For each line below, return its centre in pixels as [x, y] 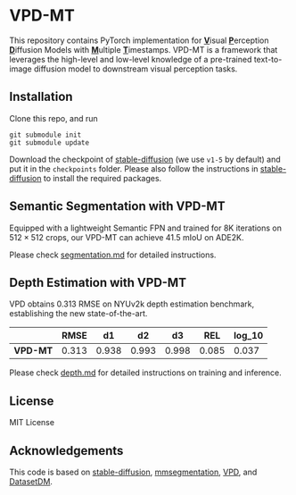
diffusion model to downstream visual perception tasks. [136, 69]
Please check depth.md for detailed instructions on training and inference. [146, 373]
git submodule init [45, 135]
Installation [41, 97]
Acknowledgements [66, 451]
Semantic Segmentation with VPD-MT [117, 206]
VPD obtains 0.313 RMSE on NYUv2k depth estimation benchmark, [132, 304]
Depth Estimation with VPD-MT [98, 282]
